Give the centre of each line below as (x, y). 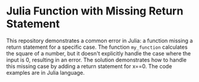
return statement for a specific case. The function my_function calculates (97, 47)
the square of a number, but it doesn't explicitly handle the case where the (99, 53)
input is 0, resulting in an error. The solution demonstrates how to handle (96, 60)
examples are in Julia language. (46, 72)
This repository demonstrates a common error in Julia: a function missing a (99, 40)
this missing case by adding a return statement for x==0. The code (89, 66)
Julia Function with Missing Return (95, 11)
